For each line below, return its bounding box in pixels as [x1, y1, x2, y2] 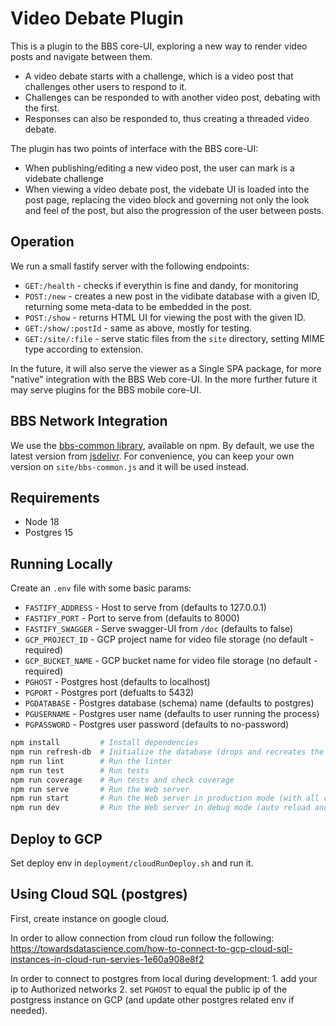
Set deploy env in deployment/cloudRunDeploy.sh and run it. [10, 857, 254, 869]
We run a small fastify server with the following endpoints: [10, 260, 250, 272]
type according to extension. [24, 343, 144, 355]
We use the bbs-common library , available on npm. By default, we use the [10, 439, 315, 451]
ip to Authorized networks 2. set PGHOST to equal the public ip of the [10, 983, 288, 995]
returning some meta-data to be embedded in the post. [24, 300, 253, 312]
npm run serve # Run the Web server [10, 784, 190, 794]
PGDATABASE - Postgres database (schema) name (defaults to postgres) [24, 697, 315, 709]
